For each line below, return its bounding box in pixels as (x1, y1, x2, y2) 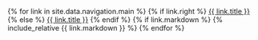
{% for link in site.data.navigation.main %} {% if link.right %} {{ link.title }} (7, 7, 250, 16)
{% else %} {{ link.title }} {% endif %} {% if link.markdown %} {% (7, 15, 224, 24)
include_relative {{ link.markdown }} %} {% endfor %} (7, 24, 185, 32)
